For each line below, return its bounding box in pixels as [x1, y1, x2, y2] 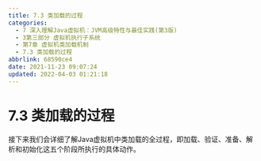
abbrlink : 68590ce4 [8, 56, 73, 64]
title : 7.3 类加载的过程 [8, 11, 83, 20]
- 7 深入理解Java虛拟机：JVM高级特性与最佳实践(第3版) [15, 26, 178, 34]
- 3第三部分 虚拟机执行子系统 [15, 33, 101, 42]
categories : [8, 19, 48, 27]
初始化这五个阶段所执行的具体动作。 [21, 144, 140, 154]
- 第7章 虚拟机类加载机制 [15, 41, 89, 49]
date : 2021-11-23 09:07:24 [8, 63, 98, 71]
